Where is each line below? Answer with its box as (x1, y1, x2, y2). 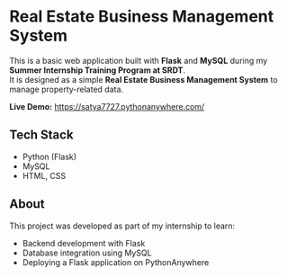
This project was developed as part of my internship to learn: (9, 220, 236, 231)
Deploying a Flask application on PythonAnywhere (22, 256, 210, 267)
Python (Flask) (22, 151, 77, 162)
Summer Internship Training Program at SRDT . (9, 65, 186, 76)
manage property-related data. (9, 84, 124, 94)
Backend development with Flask (22, 237, 146, 248)
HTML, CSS (22, 170, 66, 181)
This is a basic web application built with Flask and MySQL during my (9, 55, 268, 66)
